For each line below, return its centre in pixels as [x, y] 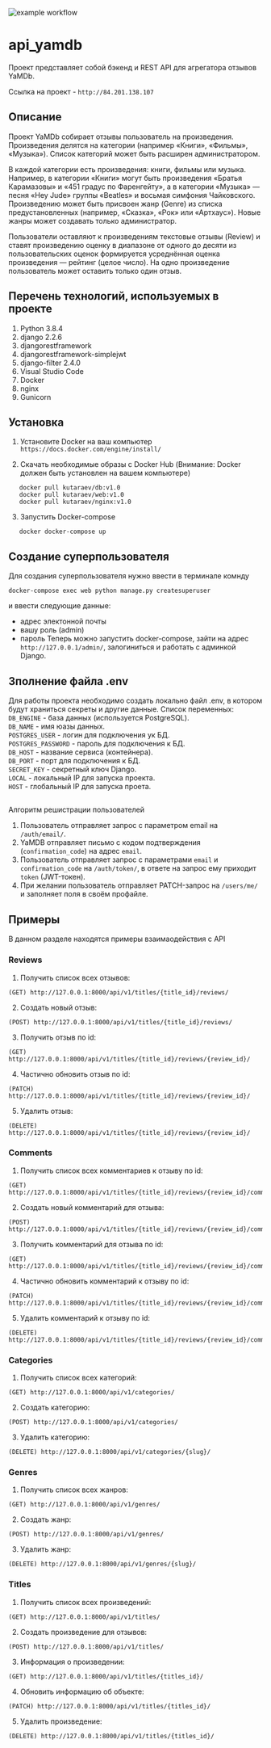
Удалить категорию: [55, 1437]
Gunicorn [35, 397]
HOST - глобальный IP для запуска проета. [80, 786]
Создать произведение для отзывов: [83, 1632]
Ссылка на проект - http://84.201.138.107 [81, 91]
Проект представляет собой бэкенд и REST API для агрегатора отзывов [132, 67]
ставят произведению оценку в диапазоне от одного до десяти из [123, 245]
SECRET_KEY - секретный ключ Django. [73, 769]
